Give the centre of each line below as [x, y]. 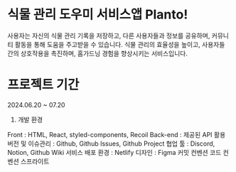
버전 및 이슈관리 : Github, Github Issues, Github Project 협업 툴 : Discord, [111, 144]
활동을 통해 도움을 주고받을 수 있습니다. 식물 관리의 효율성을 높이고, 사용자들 [120, 44]
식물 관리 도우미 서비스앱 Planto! [98, 15]
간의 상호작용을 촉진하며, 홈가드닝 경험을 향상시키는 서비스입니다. [98, 53]
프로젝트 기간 [43, 85]
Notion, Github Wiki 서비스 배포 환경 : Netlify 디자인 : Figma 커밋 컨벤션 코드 [114, 152]
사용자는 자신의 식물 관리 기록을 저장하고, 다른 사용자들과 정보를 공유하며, [109, 36]
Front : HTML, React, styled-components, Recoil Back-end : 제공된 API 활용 [117, 134]
